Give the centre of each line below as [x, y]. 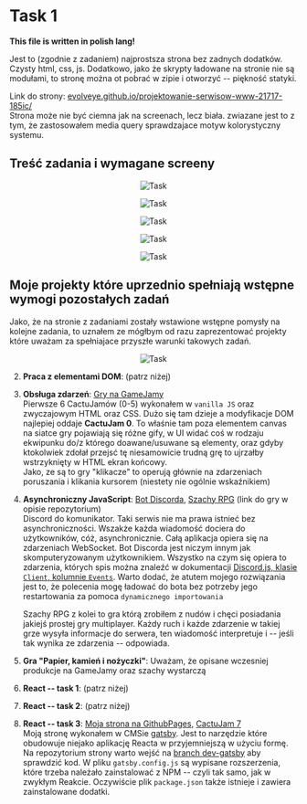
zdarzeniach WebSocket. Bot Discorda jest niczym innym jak [137, 547]
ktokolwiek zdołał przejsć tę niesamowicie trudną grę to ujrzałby [143, 452]
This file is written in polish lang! [72, 41]
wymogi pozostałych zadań [90, 299]
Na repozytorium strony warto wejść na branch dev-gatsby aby [142, 752]
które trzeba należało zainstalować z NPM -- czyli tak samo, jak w [147, 772]
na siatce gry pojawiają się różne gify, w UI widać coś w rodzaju [143, 433]
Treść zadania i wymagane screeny [112, 164]
